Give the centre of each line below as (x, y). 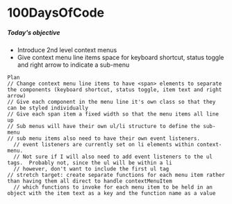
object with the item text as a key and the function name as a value (111, 194)
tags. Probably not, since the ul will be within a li (90, 163)
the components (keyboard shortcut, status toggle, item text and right (115, 90)
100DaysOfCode (56, 13)
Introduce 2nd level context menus (67, 50)
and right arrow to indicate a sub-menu (73, 65)
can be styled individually (48, 108)
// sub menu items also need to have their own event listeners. (103, 139)
